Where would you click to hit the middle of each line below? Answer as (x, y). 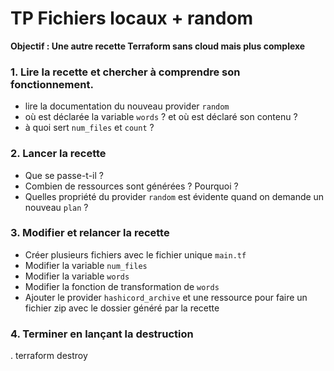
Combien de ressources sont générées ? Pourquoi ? (131, 186)
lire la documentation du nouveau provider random (127, 106)
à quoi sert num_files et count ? (89, 128)
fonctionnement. (52, 84)
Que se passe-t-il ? (64, 175)
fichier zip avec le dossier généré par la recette (122, 308)
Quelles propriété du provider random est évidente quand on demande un (174, 196)
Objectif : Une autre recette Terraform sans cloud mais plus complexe (158, 46)
